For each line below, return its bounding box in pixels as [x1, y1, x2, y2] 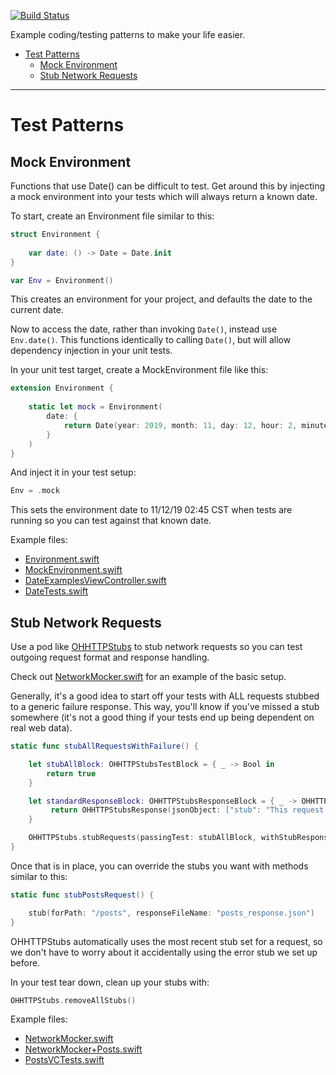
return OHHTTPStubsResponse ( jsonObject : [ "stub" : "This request [50, 805, 325, 815]
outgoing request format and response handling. [10, 651, 210, 664]
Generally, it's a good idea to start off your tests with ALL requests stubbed [10, 690, 320, 702]
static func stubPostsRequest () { [10, 890, 155, 900]
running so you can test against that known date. [10, 515, 212, 527]
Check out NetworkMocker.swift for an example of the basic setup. [10, 671, 287, 683]
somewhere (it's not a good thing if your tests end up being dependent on [10, 711, 315, 724]
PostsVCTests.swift [24, 1054, 105, 1066]
